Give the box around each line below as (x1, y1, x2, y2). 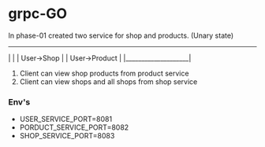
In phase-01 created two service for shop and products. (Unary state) (8, 31, 234, 40)
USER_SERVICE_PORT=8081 (19, 115, 113, 124)
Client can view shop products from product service (19, 68, 189, 78)
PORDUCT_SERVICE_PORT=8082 (19, 123, 129, 132)
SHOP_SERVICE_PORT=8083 (19, 131, 115, 141)
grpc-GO (8, 5, 68, 23)
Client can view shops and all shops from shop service (19, 76, 198, 86)
